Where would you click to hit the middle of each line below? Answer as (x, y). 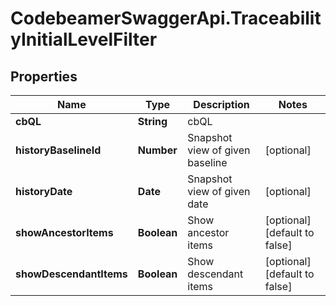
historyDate (44, 191)
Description (221, 104)
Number (157, 150)
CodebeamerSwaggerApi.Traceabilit (166, 18)
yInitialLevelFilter (84, 39)
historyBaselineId (58, 150)
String (152, 121)
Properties (44, 76)
